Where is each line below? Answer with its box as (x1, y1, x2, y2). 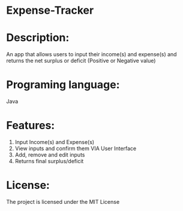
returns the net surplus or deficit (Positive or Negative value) (6, 57, 156, 65)
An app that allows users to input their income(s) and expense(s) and (6, 51, 177, 58)
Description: (6, 31, 70, 45)
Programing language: (6, 78, 120, 91)
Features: (6, 119, 55, 132)
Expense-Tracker (6, 4, 94, 17)
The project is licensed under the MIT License (6, 198, 120, 205)
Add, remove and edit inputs (14, 151, 85, 158)
